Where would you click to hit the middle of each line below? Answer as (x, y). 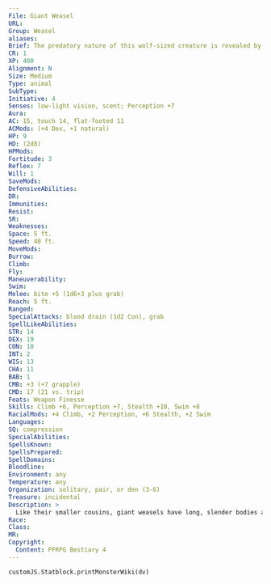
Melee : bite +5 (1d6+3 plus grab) (67, 294)
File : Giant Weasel (41, 16)
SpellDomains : (32, 459)
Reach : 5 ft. (30, 302)
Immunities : (28, 204)
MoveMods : (25, 249)
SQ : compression (35, 430)
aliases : (23, 38)
